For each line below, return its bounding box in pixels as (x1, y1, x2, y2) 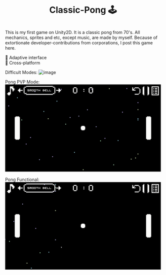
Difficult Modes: (5, 69, 38, 75)
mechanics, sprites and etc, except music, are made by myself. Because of (5, 34, 158, 40)
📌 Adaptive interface (5, 54, 47, 60)
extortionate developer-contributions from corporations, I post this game (5, 39, 153, 45)
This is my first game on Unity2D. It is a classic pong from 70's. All (5, 29, 140, 35)
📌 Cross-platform (5, 60, 41, 66)
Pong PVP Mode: (5, 79, 40, 85)
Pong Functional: (5, 176, 40, 183)
